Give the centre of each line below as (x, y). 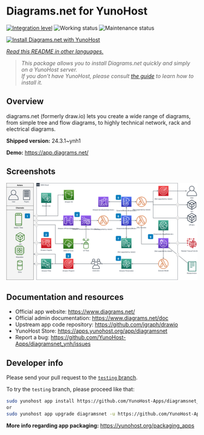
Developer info (35, 363)
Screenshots (31, 172)
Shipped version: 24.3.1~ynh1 (43, 141)
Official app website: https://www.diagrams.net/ (75, 312)
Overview (25, 101)
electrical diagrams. (31, 129)
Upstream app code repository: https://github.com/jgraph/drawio (97, 325)
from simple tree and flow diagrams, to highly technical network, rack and (99, 122)
